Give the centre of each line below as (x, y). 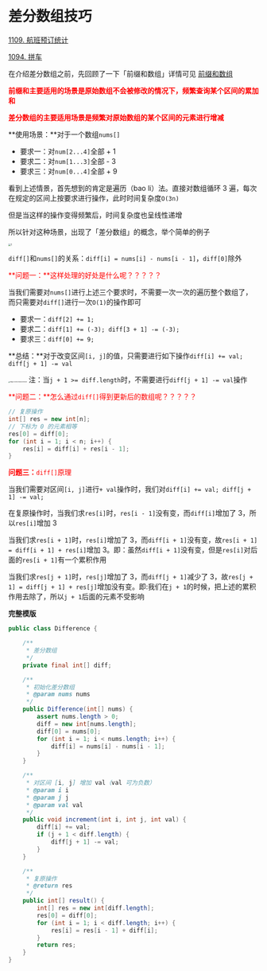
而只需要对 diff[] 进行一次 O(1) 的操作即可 (75, 302)
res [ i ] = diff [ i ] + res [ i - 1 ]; (76, 449)
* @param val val (54, 805)
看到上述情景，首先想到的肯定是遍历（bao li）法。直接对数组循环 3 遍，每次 (133, 188)
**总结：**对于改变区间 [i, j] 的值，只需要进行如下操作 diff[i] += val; (126, 356)
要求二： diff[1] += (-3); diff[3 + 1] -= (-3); (100, 329)
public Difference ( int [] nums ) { (78, 709)
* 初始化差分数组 (50, 687)
